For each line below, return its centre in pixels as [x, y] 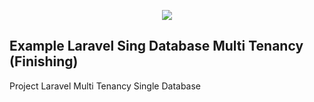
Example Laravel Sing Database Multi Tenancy [156, 46]
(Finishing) [44, 61]
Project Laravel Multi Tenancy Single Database [105, 86]
